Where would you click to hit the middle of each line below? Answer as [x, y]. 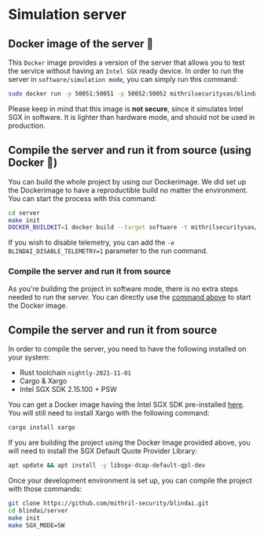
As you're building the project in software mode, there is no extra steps [123, 289]
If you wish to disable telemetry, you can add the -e [92, 243]
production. [27, 125]
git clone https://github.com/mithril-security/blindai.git [109, 503]
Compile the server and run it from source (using [130, 150]
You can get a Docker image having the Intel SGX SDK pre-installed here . [126, 405]
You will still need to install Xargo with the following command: [109, 413]
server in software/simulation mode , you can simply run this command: [123, 79]
